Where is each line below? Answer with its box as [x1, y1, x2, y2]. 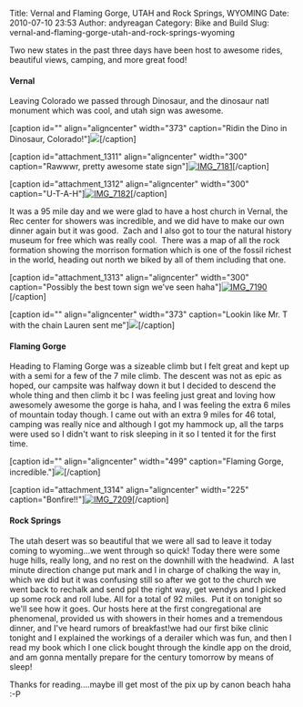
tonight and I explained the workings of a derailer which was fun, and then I [9, 632, 292, 643]
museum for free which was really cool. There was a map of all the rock [9, 235, 280, 246]
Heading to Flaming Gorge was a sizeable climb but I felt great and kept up [9, 361, 289, 372]
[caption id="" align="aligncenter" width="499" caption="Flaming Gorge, [9, 456, 284, 467]
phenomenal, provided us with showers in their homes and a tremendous [9, 612, 284, 623]
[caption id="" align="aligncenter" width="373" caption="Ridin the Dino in [9, 123, 288, 134]
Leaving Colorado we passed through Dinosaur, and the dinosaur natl [9, 96, 270, 107]
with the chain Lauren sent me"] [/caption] [9, 320, 176, 331]
